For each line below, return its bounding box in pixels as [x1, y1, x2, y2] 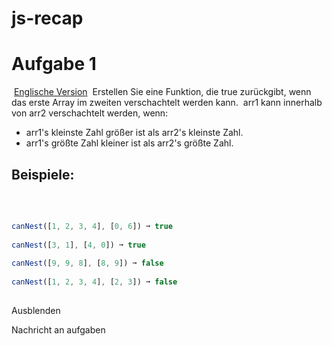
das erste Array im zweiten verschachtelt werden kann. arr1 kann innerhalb [11, 97, 323, 109]
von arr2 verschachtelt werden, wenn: [11, 107, 169, 119]
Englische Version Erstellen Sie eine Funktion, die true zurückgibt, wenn [13, 86, 312, 98]
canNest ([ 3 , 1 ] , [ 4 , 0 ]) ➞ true [11, 240, 146, 250]
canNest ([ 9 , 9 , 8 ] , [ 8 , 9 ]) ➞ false [11, 258, 164, 269]
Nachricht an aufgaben [11, 323, 106, 336]
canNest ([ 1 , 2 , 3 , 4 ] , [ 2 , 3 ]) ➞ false [11, 277, 178, 287]
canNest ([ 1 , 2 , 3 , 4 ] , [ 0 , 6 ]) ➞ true [11, 221, 173, 231]
